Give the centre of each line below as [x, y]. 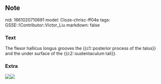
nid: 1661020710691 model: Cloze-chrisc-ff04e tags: [58, 20]
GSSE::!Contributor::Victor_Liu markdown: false [52, 25]
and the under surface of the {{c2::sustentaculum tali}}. [61, 54]
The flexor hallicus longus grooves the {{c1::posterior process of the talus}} [80, 48]
